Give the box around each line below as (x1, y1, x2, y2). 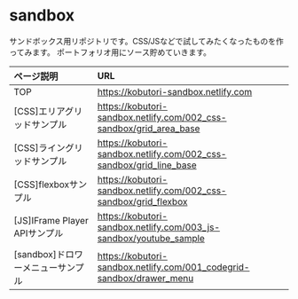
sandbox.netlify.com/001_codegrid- (97, 261, 250, 273)
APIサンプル (13, 227, 64, 240)
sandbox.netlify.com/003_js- (97, 221, 220, 233)
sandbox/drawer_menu (97, 271, 194, 284)
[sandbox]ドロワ (13, 248, 83, 260)
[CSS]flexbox (13, 178, 69, 191)
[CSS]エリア (13, 105, 65, 117)
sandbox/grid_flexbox (97, 195, 188, 208)
